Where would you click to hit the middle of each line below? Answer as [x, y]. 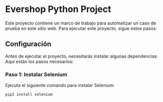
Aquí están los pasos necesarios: [39, 61]
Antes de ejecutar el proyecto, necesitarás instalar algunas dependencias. [82, 56]
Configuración [28, 44]
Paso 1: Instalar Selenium [36, 74]
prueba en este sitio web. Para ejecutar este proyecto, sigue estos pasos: [81, 28]
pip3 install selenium [29, 94]
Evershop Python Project [58, 9]
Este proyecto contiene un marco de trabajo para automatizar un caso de [81, 23]
